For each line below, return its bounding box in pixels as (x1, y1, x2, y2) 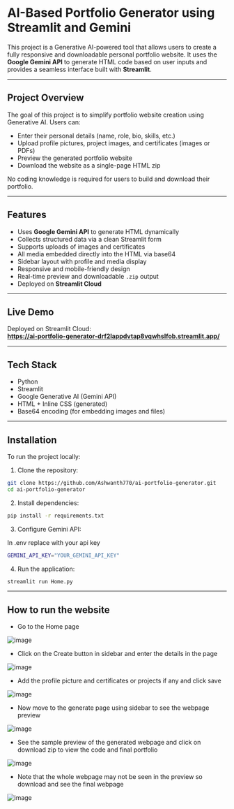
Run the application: (17, 564, 75, 573)
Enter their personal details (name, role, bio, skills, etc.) (17, 131, 175, 140)
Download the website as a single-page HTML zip (17, 161, 161, 169)
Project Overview (7, 92, 84, 104)
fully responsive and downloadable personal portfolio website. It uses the (7, 50, 217, 59)
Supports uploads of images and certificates (17, 242, 146, 251)
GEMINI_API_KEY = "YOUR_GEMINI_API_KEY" (7, 552, 120, 559)
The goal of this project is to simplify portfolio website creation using (7, 110, 204, 119)
